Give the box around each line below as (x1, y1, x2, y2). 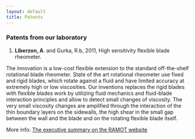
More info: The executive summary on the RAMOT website (6, 126, 148, 133)
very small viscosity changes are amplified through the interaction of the (6, 102, 181, 109)
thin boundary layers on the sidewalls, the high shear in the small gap (6, 108, 174, 115)
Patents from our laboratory (6, 34, 87, 42)
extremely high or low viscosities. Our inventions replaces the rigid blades (6, 83, 185, 90)
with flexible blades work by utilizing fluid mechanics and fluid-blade (6, 90, 172, 97)
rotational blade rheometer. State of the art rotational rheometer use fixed (6, 71, 184, 78)
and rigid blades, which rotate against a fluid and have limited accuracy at (6, 77, 185, 84)
